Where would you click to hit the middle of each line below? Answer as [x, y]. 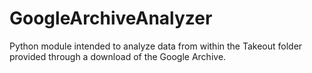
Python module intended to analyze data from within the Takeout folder [156, 46]
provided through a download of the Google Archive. [118, 56]
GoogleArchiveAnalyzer [111, 18]
